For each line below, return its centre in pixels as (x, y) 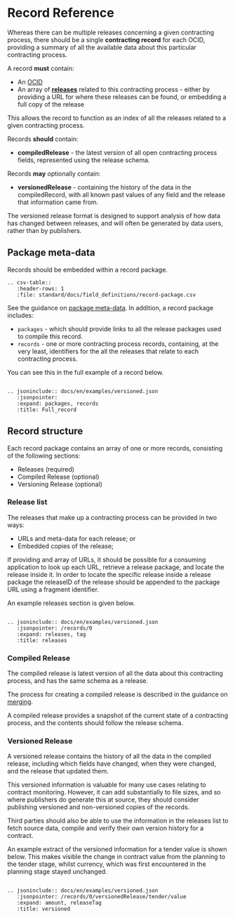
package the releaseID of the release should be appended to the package (114, 582)
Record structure (45, 431)
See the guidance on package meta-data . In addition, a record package (110, 307)
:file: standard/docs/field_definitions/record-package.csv (106, 295)
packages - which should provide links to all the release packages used (119, 328)
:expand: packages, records (58, 404)
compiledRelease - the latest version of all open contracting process (117, 152)
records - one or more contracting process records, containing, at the (118, 344)
